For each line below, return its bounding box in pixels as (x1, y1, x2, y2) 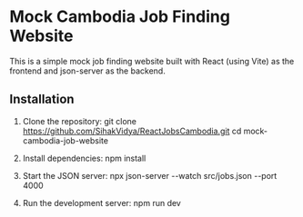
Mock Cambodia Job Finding (9, 6, 230, 27)
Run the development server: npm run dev (22, 197, 182, 208)
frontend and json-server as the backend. (9, 65, 166, 76)
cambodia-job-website (22, 134, 109, 146)
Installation (9, 92, 75, 107)
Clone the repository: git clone (22, 115, 136, 126)
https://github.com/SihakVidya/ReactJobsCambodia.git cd (22, 125, 242, 136)
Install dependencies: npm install (22, 153, 146, 163)
